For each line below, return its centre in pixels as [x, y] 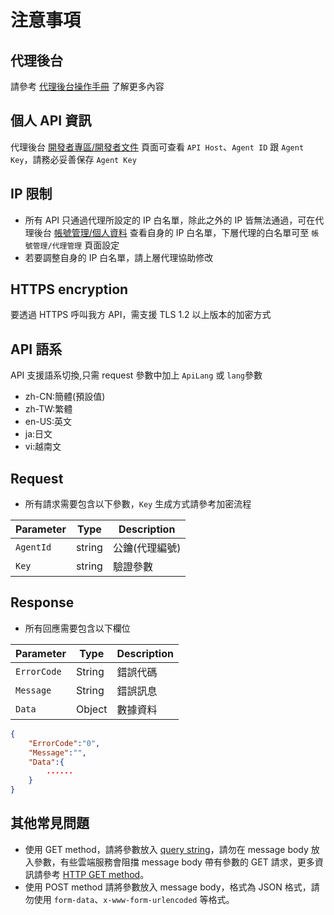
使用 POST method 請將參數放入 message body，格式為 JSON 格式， [168, 887]
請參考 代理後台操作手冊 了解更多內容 [87, 86]
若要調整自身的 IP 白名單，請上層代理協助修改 [119, 257]
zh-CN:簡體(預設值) [65, 397]
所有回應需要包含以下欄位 [77, 628]
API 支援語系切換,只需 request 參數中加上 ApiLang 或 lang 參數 [136, 375]
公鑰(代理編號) [147, 548]
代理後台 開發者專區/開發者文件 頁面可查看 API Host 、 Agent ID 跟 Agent [157, 147]
